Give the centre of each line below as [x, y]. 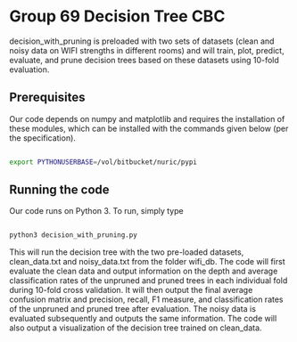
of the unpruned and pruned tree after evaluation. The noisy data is [133, 309]
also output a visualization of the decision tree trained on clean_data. [136, 328]
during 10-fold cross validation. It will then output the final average [131, 290]
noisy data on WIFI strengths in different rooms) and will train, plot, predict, [147, 50]
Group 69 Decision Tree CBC [117, 16]
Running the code [59, 190]
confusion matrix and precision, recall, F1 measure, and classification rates [146, 299]
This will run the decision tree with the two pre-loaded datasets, [127, 252]
